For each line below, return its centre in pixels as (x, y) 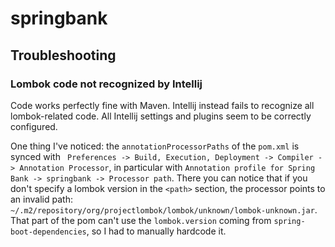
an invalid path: (41, 199)
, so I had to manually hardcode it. (156, 231)
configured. (34, 126)
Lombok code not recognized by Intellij (106, 84)
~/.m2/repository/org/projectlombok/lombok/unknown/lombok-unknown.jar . (164, 209)
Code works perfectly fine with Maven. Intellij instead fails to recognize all (162, 105)
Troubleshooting (63, 55)
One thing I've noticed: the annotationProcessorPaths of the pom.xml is (155, 146)
